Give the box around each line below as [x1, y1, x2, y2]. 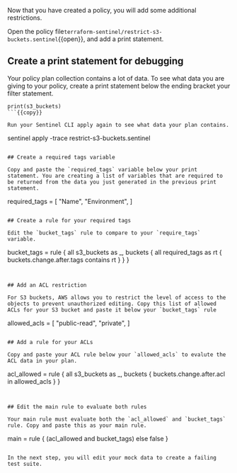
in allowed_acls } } [7, 377, 61, 385]
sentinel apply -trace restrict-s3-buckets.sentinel [7, 134, 151, 142]
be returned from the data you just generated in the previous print [7, 178, 217, 186]
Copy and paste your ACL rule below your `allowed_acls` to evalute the [7, 351, 226, 358]
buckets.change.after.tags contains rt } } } [7, 255, 129, 264]
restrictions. [7, 13, 42, 22]
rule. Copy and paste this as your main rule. [7, 421, 147, 429]
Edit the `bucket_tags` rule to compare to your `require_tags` [7, 229, 201, 236]
